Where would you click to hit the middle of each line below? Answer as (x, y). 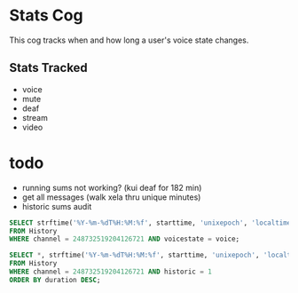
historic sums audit (57, 206)
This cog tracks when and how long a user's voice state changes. (129, 40)
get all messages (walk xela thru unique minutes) (111, 197)
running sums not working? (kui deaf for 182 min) (112, 187)
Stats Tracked (49, 68)
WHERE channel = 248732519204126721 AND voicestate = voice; (125, 239)
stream (35, 117)
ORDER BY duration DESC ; (55, 280)
